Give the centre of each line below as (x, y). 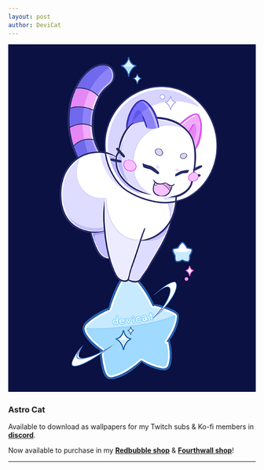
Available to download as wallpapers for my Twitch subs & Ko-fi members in (131, 427)
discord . (22, 435)
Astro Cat (27, 410)
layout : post (29, 17)
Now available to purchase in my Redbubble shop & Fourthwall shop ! (121, 450)
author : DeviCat (35, 25)
